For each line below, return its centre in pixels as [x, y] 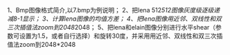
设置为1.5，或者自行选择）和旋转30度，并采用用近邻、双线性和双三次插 [121, 36]
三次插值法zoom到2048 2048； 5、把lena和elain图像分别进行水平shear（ [112, 27]
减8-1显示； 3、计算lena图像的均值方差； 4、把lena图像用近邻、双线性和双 [115, 19]
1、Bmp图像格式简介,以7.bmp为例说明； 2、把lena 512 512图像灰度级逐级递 [114, 10]
